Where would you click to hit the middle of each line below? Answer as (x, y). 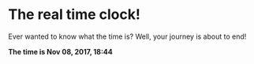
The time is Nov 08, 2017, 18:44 (60, 51)
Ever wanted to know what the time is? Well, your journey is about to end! (127, 36)
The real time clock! (74, 15)
